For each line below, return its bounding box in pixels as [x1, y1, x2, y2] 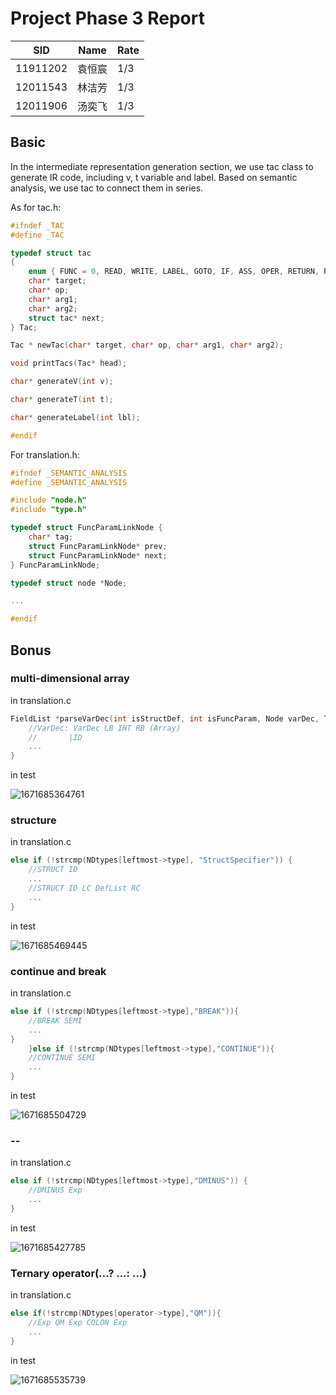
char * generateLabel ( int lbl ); [10, 412, 141, 422]
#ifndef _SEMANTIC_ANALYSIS [10, 468, 128, 478]
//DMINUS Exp [28, 1185, 83, 1196]
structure [10, 813, 57, 827]
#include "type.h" [10, 505, 87, 515]
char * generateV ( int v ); [10, 377, 114, 387]
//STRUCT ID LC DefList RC [28, 883, 141, 894]
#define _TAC [10, 230, 65, 240]
